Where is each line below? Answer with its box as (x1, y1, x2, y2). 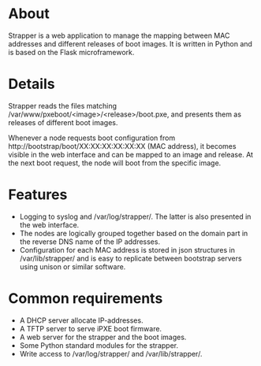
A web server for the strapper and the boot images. (19, 332, 187, 342)
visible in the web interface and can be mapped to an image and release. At (8, 150, 254, 159)
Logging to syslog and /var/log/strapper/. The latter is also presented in (19, 212, 252, 221)
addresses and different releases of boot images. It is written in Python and (8, 39, 252, 48)
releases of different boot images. (8, 117, 118, 127)
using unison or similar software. (19, 261, 126, 272)
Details (8, 76, 55, 93)
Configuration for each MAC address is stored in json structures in (19, 245, 235, 254)
